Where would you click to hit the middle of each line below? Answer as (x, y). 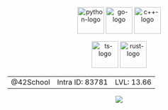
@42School (31, 82)
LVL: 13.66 (133, 82)
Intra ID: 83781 (83, 82)
